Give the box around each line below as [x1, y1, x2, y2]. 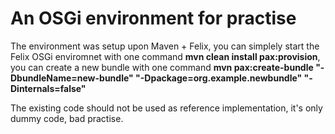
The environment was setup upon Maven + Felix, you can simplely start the [10, 40, 320, 52]
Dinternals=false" [10, 82, 87, 94]
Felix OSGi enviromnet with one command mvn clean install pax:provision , [10, 50, 321, 62]
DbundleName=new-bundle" [10, 72, 134, 84]
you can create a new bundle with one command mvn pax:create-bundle [10, 61, 314, 73]
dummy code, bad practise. [10, 112, 124, 124]
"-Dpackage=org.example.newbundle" [135, 72, 303, 84]
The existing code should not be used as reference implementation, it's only [10, 102, 323, 114]
